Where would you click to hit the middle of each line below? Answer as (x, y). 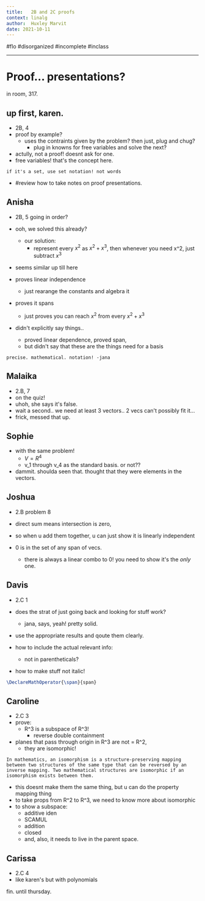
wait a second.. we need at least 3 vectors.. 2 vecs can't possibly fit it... (105, 410)
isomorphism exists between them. (50, 776)
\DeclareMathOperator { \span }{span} (52, 682)
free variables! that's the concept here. (64, 160)
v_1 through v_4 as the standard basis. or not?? (82, 465)
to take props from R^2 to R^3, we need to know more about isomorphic (105, 800)
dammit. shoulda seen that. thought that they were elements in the (99, 471)
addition (34, 826)
